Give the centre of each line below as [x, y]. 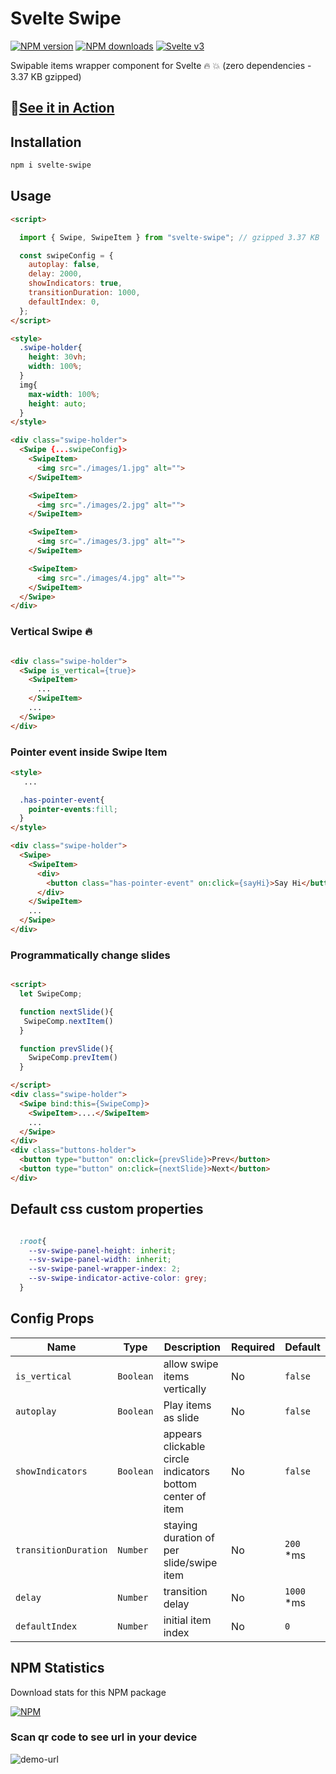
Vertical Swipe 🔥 [51, 632]
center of [185, 1496]
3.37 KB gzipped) [46, 76]
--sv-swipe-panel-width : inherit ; [100, 1260]
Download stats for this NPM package [88, 1692]
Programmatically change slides [90, 955]
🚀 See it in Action [62, 108]
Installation [46, 142]
